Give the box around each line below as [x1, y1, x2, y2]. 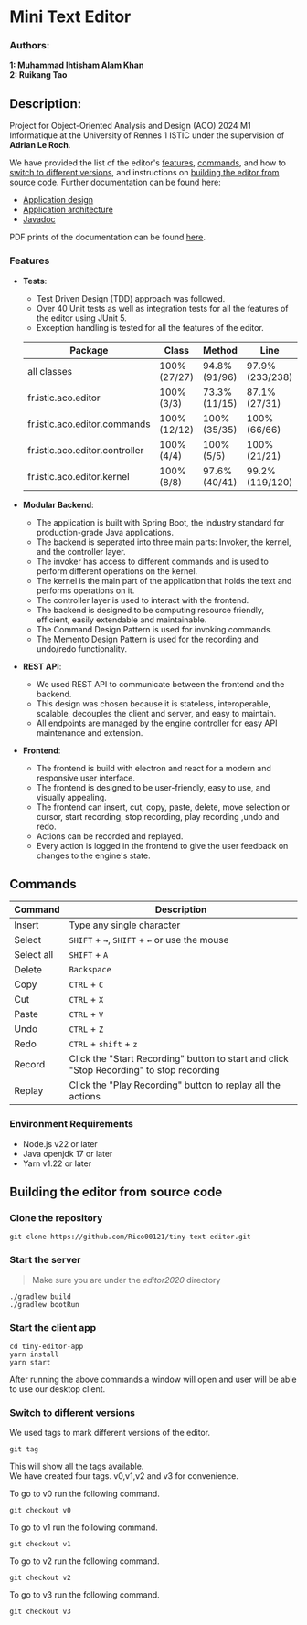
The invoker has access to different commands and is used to [36, 556, 270, 567]
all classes [26, 365, 73, 377]
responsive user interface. [36, 772, 135, 783]
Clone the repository [9, 1212, 103, 1225]
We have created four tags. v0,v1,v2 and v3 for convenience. [9, 1471, 239, 1482]
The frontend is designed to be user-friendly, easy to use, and [36, 781, 270, 792]
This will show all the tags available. [9, 1460, 144, 1472]
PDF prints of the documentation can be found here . [9, 231, 206, 243]
